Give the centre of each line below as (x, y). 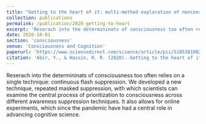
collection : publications (39, 18)
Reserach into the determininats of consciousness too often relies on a (96, 75)
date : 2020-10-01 (29, 35)
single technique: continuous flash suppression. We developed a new (94, 82)
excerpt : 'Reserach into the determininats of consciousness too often (100, 29)
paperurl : (19, 52)
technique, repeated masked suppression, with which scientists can (92, 88)
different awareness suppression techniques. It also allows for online (93, 101)
